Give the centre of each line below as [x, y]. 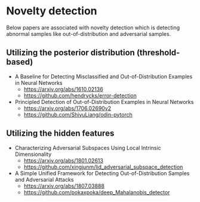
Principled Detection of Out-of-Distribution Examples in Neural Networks [104, 102]
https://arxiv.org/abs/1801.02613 [63, 160]
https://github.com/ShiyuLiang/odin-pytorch [78, 114]
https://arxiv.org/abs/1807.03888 [64, 186]
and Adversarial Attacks [44, 179]
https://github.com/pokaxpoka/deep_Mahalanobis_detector [97, 192]
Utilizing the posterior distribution [71, 53]
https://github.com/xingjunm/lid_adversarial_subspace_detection [103, 167]
